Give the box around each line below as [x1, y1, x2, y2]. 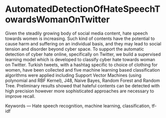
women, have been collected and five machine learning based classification [5, 67, 160, 73]
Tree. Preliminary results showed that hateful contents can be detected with [5, 82, 160, 88]
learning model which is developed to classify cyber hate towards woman [5, 56, 155, 62]
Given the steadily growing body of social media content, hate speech [5, 30, 148, 36]
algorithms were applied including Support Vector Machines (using [5, 72, 142, 78]
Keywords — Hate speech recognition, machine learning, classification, [5, 103, 151, 109]
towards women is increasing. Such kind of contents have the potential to [5, 36, 155, 41]
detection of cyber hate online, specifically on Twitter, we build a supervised [5, 51, 161, 57]
